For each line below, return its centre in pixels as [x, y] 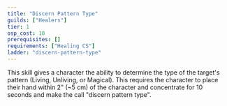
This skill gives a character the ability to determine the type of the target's [113, 72]
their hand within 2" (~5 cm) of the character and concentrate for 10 [105, 87]
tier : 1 [19, 26]
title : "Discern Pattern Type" [53, 14]
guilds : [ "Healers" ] [37, 20]
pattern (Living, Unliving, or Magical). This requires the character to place [113, 79]
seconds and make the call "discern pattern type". [79, 94]
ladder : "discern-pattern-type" [54, 53]
